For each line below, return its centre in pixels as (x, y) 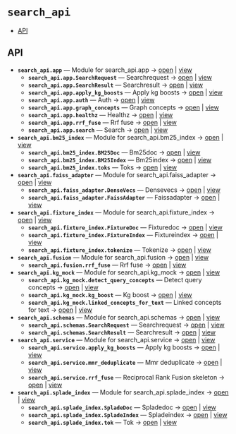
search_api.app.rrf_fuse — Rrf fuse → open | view (103, 122)
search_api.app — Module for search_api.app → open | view (105, 70)
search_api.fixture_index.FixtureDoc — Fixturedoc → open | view (125, 227)
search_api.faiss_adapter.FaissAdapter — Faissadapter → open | (124, 197)
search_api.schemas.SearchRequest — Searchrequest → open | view (126, 325)
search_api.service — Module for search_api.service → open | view (116, 339)
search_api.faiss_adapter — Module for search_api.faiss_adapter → (117, 174)
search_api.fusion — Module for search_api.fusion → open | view (113, 257)
